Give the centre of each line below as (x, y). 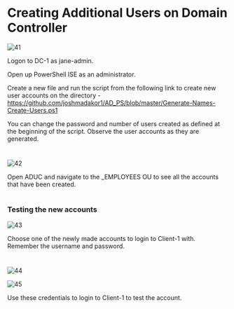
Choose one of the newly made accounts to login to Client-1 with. (102, 238)
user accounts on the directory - (54, 95)
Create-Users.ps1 (33, 110)
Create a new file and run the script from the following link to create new (112, 88)
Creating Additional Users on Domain (117, 13)
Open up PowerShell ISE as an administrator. (71, 74)
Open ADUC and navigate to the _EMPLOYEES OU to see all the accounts (113, 177)
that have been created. (42, 184)
